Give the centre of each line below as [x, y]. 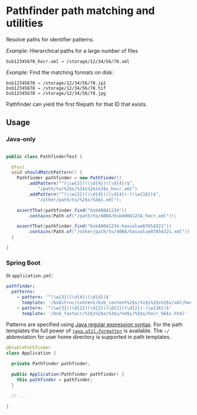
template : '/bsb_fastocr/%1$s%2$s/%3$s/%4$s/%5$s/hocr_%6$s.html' [104, 313]
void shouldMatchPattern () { [47, 173]
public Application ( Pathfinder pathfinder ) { [68, 375]
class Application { [31, 353]
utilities [25, 23]
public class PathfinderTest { [44, 156]
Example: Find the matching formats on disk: [60, 72]
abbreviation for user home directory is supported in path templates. [89, 337]
